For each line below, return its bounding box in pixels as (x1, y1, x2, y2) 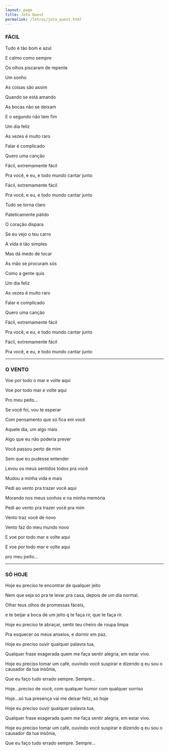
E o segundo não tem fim (5, 113, 57, 119)
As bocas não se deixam (5, 104, 56, 110)
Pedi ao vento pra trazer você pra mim (5, 504, 84, 510)
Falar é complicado (5, 143, 45, 149)
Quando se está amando (5, 94, 56, 100)
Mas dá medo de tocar (5, 251, 52, 257)
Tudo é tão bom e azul (5, 45, 52, 51)
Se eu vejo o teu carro (5, 231, 51, 237)
